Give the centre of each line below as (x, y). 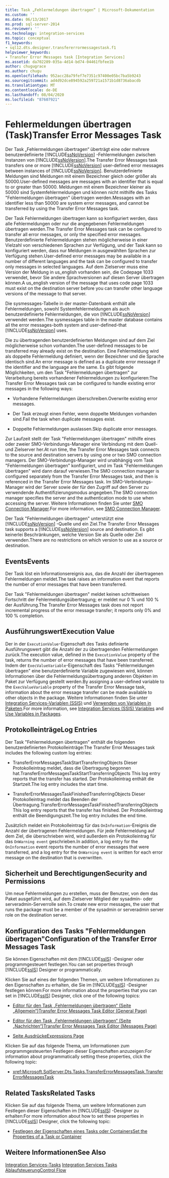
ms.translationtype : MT (30, 85)
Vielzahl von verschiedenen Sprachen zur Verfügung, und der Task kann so (84, 245)
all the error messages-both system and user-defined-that (66, 325)
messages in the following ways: (39, 389)
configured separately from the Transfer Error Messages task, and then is (82, 476)
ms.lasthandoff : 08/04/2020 (35, 95)
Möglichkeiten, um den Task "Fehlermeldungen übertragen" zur (71, 372)
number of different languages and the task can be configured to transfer (81, 261)
